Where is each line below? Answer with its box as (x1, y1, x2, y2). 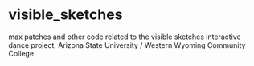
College (8, 49, 35, 58)
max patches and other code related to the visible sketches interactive (8, 32, 241, 41)
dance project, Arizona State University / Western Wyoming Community (8, 40, 246, 49)
